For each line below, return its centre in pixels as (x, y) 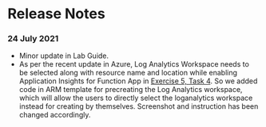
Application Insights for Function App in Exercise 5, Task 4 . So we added (138, 81)
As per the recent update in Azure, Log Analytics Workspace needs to (134, 64)
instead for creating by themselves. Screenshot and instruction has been (139, 106)
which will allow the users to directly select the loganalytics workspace (136, 98)
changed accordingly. (55, 115)
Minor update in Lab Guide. (64, 56)
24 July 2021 (33, 39)
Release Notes (56, 14)
